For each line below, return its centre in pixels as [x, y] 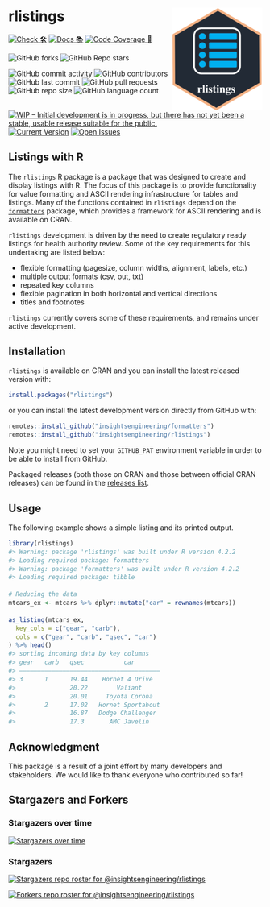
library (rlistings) [41, 543]
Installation [37, 352]
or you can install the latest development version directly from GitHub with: [133, 411]
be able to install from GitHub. [58, 459]
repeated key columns [57, 284]
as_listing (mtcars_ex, [46, 619]
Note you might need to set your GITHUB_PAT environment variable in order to [135, 450]
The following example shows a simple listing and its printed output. [121, 528]
